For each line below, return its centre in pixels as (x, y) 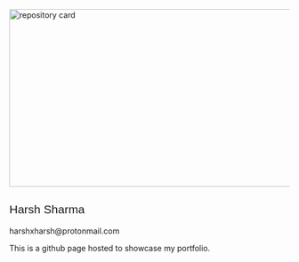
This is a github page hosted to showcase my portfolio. (110, 248)
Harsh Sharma (47, 210)
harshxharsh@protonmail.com (65, 231)
